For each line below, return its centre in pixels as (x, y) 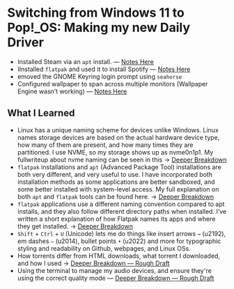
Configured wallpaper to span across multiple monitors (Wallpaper (112, 84)
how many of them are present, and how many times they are (105, 145)
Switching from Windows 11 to (96, 13)
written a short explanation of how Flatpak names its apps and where (116, 219)
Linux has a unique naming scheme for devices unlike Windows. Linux (118, 130)
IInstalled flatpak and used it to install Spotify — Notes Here (104, 69)
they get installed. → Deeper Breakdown (75, 226)
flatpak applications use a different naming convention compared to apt (121, 204)
